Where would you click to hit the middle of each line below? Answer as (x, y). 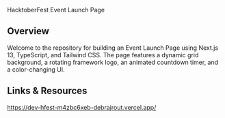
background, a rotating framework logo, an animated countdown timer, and (113, 62)
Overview (28, 31)
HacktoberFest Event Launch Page (56, 10)
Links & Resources (47, 91)
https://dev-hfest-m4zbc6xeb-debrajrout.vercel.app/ (82, 107)
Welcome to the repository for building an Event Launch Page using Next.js (113, 48)
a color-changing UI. (36, 69)
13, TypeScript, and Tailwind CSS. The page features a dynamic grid (103, 55)
